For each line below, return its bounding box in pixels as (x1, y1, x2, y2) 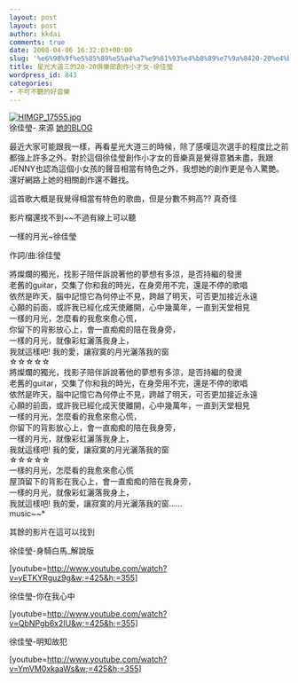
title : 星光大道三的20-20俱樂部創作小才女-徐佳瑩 (9, 63, 174, 72)
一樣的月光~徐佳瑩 (9, 231, 77, 241)
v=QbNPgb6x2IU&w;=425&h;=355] (9, 617, 138, 628)
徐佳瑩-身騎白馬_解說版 (9, 545, 95, 555)
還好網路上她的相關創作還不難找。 (9, 174, 134, 184)
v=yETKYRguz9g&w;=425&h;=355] (9, 572, 138, 583)
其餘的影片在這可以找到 (9, 526, 95, 537)
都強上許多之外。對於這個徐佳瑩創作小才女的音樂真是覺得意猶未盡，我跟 (9, 152, 273, 162)
